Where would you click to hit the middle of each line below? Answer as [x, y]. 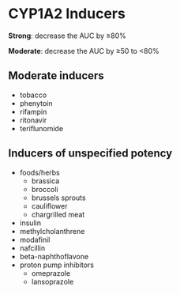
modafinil [35, 239]
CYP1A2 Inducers [67, 14]
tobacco [33, 95]
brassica [45, 181]
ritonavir [33, 120]
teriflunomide [41, 128]
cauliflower [49, 205]
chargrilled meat [58, 214]
